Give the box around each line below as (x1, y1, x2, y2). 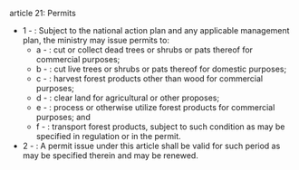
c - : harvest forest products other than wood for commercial (35, 73, 264, 84)
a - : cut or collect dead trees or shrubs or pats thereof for (35, 44, 254, 55)
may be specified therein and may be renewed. (22, 150, 199, 161)
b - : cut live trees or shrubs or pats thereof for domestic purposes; (35, 63, 287, 74)
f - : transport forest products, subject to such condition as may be (35, 121, 285, 132)
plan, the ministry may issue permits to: (22, 35, 170, 45)
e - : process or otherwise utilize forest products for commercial (35, 102, 275, 112)
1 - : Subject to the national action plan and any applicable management (22, 25, 290, 35)
